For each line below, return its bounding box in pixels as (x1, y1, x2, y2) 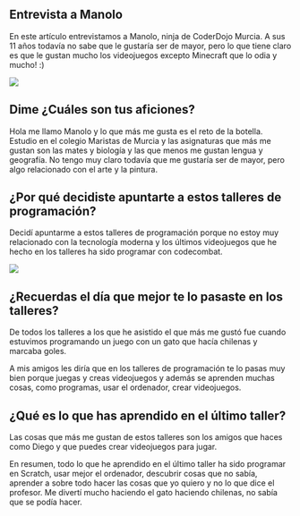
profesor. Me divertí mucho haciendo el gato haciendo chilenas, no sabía (9, 487, 278, 498)
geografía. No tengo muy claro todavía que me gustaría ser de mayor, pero (9, 154, 285, 165)
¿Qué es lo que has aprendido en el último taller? (9, 408, 287, 423)
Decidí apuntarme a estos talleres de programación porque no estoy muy (9, 227, 279, 238)
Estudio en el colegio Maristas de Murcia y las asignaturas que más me (9, 135, 271, 146)
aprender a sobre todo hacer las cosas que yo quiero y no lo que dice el (9, 478, 275, 488)
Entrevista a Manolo (9, 7, 124, 22)
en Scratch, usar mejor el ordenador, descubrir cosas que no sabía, (9, 469, 258, 479)
